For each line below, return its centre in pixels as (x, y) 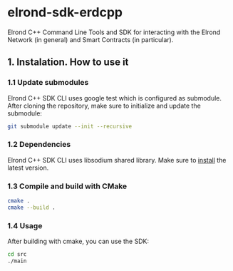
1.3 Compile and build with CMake (67, 186)
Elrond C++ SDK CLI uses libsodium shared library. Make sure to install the (117, 160)
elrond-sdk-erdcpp (65, 12)
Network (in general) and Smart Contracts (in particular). (90, 39)
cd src (17, 255)
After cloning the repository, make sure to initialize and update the (104, 106)
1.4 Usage (25, 225)
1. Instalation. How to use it (68, 62)
